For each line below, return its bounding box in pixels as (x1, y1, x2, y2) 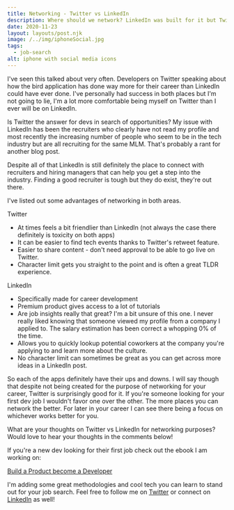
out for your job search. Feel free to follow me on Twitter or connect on (7, 488, 211, 496)
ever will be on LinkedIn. (7, 104, 77, 112)
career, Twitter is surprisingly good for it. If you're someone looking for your (7, 389, 225, 397)
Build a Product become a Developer (7, 467, 113, 475)
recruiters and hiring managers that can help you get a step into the (7, 168, 201, 176)
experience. (17, 267, 52, 276)
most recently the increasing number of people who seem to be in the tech (7, 132, 221, 141)
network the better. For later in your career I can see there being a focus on (7, 404, 224, 413)
